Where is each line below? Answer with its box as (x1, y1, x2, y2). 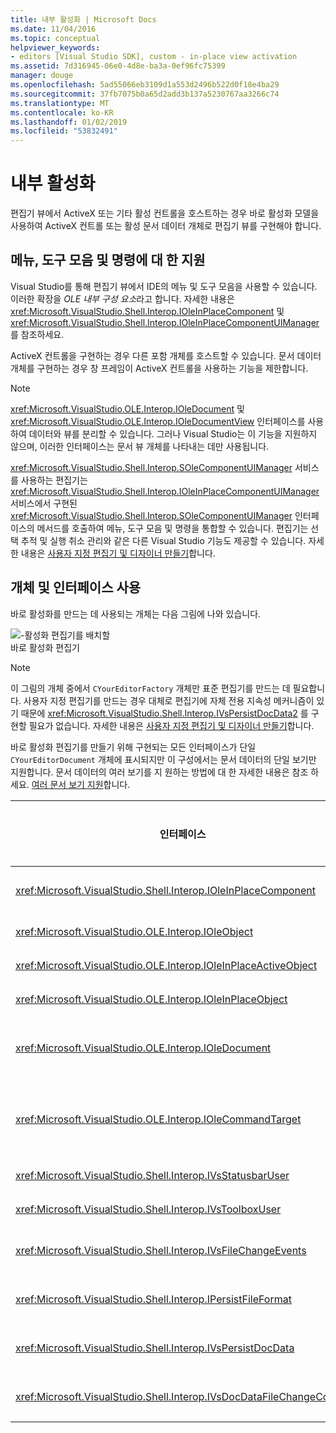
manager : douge (10, 71, 74, 81)
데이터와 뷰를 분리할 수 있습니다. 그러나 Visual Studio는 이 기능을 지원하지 (28, 427, 318, 440)
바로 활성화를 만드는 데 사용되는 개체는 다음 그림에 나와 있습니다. (10, 607, 262, 620)
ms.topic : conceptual (10, 33, 101, 43)
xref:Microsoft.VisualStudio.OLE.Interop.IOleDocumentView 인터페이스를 (10, 415, 306, 427)
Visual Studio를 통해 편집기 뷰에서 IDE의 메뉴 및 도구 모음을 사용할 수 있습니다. (10, 280, 318, 292)
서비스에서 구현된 (10, 497, 78, 509)
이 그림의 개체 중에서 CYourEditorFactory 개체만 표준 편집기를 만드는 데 (10, 682, 291, 694)
